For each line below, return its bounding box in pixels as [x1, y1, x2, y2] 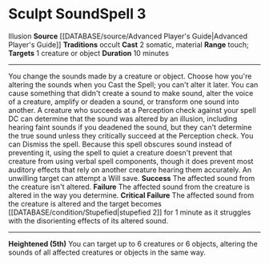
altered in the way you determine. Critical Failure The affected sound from [8, 190, 255, 200]
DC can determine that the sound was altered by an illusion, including [8, 114, 238, 123]
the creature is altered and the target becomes [8, 199, 162, 208]
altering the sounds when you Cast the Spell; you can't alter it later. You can [8, 79, 259, 89]
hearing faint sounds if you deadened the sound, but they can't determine [8, 122, 252, 132]
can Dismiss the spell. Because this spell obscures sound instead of [8, 139, 232, 149]
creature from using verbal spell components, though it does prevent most [8, 156, 254, 166]
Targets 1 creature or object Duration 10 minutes [8, 48, 170, 58]
